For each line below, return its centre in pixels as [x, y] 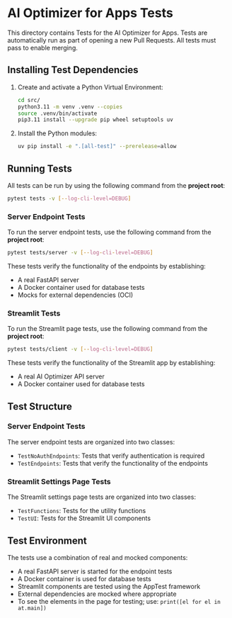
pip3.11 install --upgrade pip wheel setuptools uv [95, 120]
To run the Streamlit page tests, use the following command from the [108, 329]
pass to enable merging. [42, 47]
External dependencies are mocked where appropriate [97, 594]
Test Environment [47, 540]
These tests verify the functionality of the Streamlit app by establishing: [111, 363]
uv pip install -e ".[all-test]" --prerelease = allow [97, 147]
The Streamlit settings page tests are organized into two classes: [102, 497]
